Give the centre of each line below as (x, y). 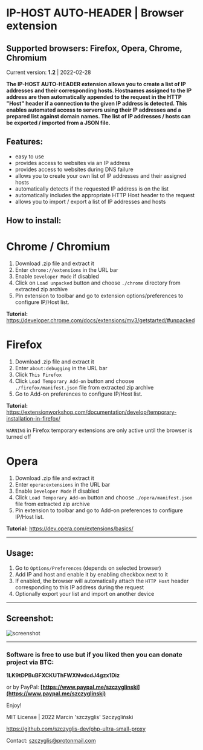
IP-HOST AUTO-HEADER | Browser (95, 13)
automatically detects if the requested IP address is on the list (92, 189)
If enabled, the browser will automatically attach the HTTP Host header (102, 581)
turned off (19, 437)
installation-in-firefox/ (33, 419)
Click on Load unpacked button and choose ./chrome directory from (98, 283)
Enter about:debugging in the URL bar (61, 368)
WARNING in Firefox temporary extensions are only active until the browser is (99, 430)
